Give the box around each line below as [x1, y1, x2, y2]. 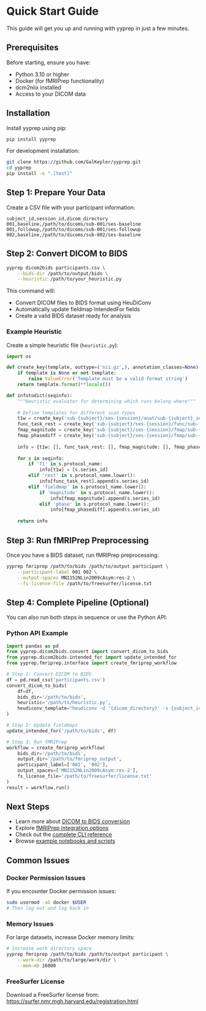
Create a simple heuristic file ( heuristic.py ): [6, 341, 118, 349]
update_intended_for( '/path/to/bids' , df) [6, 727, 116, 734]
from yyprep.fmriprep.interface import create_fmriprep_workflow [6, 660, 177, 667]
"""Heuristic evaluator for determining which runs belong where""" [17, 398, 196, 405]
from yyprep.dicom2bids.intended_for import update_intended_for [6, 654, 177, 660]
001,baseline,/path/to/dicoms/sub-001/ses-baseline [6, 221, 141, 227]
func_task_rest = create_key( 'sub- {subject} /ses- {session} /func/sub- [17, 421, 199, 427]
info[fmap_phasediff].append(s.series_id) [50, 506, 161, 513]
